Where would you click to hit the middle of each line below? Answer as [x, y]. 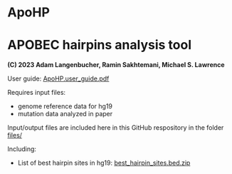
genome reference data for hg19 [65, 106]
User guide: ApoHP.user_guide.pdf [58, 78]
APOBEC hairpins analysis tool [100, 45]
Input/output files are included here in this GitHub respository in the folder [116, 128]
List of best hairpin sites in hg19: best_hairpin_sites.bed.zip [104, 163]
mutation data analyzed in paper [65, 114]
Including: [22, 149]
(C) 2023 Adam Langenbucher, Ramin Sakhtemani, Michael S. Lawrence [116, 65]
